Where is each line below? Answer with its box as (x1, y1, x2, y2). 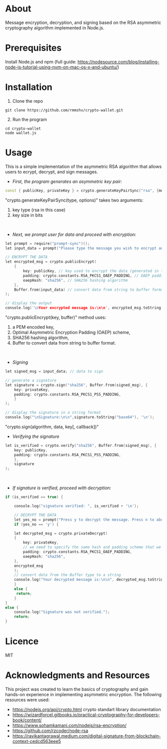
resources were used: (5, 697, 50, 703)
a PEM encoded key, (12, 324, 55, 330)
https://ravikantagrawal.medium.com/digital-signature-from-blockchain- (12, 733, 161, 739)
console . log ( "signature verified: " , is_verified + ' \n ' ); (14, 504, 139, 509)
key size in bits (12, 212, 43, 218)
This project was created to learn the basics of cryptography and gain (5, 686, 148, 692)
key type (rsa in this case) (12, 206, 66, 212)
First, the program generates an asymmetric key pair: (12, 178, 122, 185)
